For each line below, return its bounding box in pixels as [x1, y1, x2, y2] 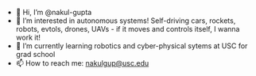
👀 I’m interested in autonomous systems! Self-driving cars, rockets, [15, 16, 236, 25]
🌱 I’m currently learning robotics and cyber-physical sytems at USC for [15, 41, 248, 51]
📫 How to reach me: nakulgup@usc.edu [15, 59, 149, 67]
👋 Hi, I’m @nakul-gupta [15, 8, 92, 17]
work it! [15, 32, 41, 42]
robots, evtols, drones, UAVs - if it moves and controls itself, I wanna [15, 25, 240, 33]
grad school [15, 50, 56, 59]
